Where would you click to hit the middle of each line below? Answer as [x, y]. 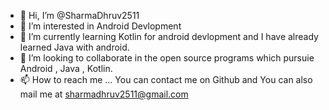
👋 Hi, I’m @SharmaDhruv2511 [79, 15]
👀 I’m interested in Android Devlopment [100, 26]
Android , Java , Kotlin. [66, 68]
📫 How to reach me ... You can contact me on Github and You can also [166, 79]
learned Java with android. [74, 47]
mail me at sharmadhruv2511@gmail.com [104, 94]
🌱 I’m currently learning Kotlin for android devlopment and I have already [169, 36]
